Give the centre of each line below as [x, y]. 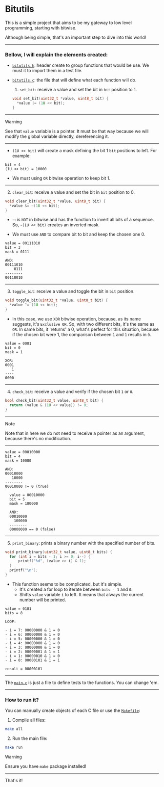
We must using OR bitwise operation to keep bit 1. [61, 178]
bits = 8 [14, 613]
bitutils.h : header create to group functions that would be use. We [81, 65]
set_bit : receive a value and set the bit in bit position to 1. [78, 90]
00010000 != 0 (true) [27, 486]
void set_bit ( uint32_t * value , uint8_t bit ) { [60, 99]
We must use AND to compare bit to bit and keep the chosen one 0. [79, 235]
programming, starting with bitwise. [41, 27]
